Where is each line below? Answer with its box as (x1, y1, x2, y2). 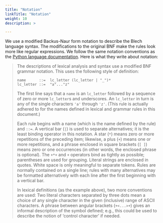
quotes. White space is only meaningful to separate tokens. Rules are (17, 162, 156, 168)
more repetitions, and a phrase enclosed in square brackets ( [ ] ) (17, 142, 147, 148)
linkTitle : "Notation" (5, 12, 51, 17)
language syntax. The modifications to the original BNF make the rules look (5, 43, 156, 49)
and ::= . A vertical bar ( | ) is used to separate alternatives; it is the (17, 126, 149, 132)
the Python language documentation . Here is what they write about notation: (5, 54, 158, 60)
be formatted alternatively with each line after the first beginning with (17, 172, 156, 178)
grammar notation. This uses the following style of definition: (17, 69, 139, 74)
